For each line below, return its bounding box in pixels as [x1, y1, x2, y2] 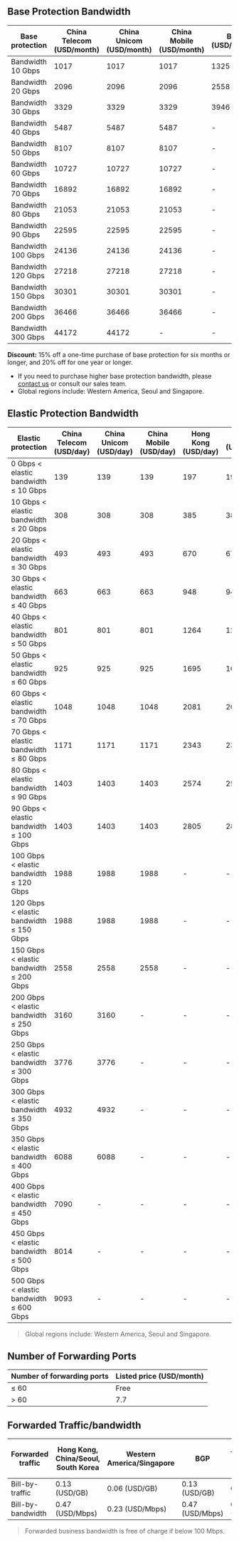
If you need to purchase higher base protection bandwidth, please [17, 371, 212, 380]
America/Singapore [107, 1458, 175, 1468]
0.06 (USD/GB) [107, 1484, 158, 1494]
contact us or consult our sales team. [17, 379, 127, 388]
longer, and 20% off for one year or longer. [7, 358, 133, 366]
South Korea [55, 1463, 100, 1473]
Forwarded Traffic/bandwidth [7, 1419, 142, 1432]
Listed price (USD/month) [115, 1372, 204, 1382]
